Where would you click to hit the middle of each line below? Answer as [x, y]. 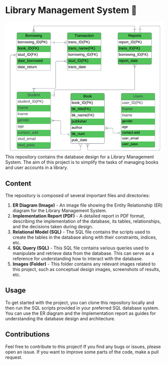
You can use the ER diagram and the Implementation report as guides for [80, 313]
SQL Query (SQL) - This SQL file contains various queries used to [81, 248]
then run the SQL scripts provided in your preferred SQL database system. [82, 308]
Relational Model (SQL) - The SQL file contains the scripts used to [81, 232]
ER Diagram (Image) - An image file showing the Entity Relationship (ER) [88, 205]
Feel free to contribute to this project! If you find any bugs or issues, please [83, 346]
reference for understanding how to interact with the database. [78, 258]
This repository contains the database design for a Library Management [80, 157]
